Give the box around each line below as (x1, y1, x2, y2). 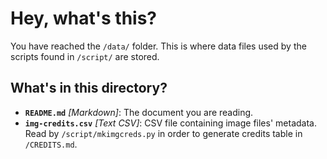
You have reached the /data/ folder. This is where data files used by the (10, 40, 307, 52)
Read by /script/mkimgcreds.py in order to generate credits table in (24, 127, 303, 139)
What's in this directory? (10, 80, 168, 97)
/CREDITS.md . (24, 138, 78, 150)
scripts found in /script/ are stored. (10, 50, 160, 62)
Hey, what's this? (10, 7, 158, 30)
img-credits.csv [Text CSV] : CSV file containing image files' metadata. (24, 117, 317, 129)
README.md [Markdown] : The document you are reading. (24, 106, 254, 118)
